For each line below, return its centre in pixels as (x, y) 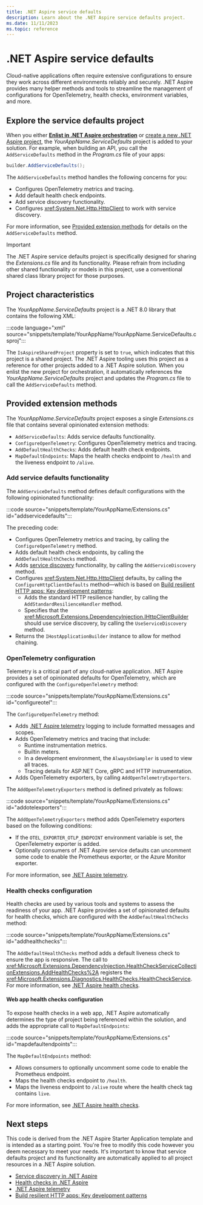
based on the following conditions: (49, 826)
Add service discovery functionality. (60, 201)
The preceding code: (32, 527)
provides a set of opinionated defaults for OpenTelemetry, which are (92, 678)
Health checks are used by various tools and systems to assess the (90, 904)
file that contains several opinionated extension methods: (78, 425)
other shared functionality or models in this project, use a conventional (95, 269)
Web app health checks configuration (55, 999)
